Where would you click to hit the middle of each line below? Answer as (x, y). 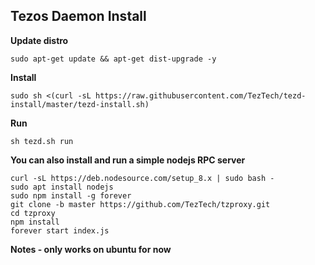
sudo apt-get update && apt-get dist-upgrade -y (113, 59)
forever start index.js (60, 230)
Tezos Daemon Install (78, 16)
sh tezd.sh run (42, 141)
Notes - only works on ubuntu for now (91, 249)
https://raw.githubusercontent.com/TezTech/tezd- (201, 95)
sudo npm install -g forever (71, 195)
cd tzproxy (33, 213)
